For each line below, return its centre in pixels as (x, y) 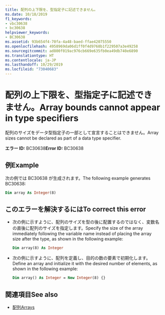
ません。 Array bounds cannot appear (83, 108)
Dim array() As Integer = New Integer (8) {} (59, 278)
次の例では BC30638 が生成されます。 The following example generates (78, 178)
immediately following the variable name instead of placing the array (82, 234)
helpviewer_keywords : (27, 33)
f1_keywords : (19, 19)
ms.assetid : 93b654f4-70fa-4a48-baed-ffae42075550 (58, 42)
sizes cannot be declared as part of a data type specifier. (63, 138)
